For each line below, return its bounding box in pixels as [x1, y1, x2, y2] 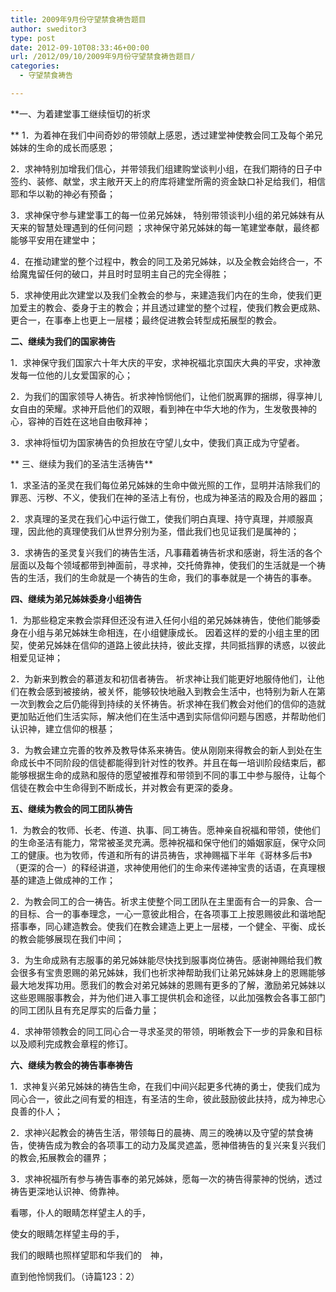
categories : [10, 61, 60, 71]
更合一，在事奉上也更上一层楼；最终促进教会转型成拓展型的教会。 [10, 314, 282, 326]
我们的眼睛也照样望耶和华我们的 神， [10, 1249, 168, 1261]
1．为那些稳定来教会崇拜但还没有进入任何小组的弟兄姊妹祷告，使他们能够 [10, 614, 312, 626]
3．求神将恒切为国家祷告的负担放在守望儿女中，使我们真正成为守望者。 [10, 436, 305, 448]
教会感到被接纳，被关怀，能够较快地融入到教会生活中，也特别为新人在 [27, 685, 317, 697]
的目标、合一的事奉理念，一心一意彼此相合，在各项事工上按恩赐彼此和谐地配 [10, 907, 326, 920]
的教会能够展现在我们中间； [10, 932, 125, 945]
